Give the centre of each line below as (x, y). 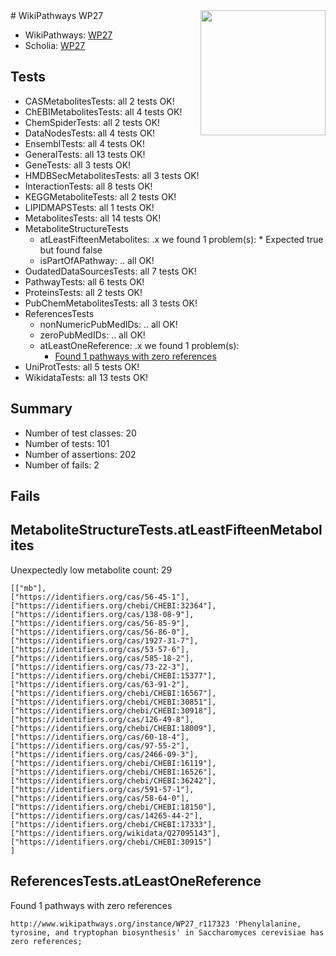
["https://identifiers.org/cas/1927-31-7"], (104, 640)
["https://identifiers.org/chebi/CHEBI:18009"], (113, 728)
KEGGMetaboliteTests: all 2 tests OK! (100, 196)
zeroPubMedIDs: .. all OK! (92, 335)
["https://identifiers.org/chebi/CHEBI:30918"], (113, 710)
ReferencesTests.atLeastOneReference (136, 881)
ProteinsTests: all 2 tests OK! (83, 292)
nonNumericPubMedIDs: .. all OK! (108, 324)
